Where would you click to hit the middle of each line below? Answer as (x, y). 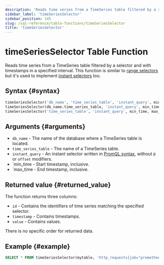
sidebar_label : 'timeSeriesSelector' (43, 14)
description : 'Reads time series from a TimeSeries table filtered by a (81, 10)
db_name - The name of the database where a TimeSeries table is (77, 138)
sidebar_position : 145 (28, 19)
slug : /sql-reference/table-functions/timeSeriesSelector (65, 23)
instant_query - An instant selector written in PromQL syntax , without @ (84, 154)
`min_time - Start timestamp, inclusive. (51, 164)
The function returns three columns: (41, 197)
